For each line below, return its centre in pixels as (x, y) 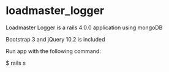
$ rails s (16, 63)
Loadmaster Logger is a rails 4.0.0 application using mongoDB (84, 27)
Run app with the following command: (54, 51)
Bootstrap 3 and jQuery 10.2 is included (55, 39)
